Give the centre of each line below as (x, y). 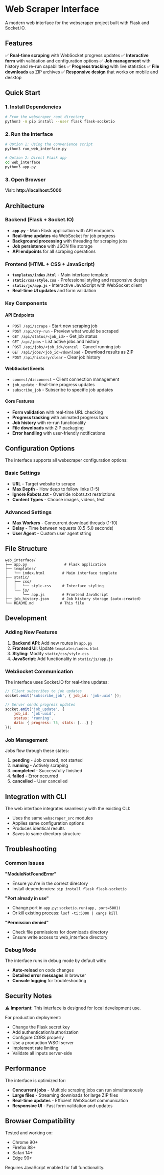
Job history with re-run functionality (49, 422)
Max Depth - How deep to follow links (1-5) (56, 489)
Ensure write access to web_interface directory (60, 937)
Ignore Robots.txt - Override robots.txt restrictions (64, 494)
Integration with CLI (36, 797)
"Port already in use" (27, 898)
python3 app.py (21, 167)
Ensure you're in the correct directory (50, 883)
